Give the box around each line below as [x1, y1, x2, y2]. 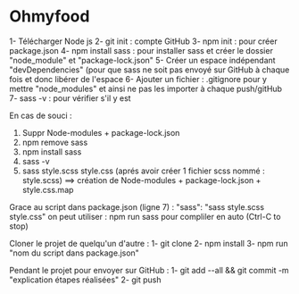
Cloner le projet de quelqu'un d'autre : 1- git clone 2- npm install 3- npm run [9, 238, 288, 248]
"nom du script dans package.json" [9, 248, 140, 258]
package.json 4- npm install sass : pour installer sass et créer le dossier [9, 45, 274, 55]
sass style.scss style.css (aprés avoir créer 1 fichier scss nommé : [21, 165, 265, 176]
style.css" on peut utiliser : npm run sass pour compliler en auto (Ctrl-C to [9, 211, 281, 222]
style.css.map [21, 184, 74, 195]
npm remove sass [21, 137, 88, 147]
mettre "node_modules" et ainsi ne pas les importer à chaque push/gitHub [9, 83, 283, 94]
